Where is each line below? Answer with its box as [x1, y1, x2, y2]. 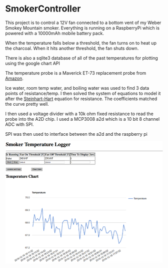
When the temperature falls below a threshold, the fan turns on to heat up [5, 40, 156, 46]
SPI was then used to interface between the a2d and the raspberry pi [5, 131, 147, 137]
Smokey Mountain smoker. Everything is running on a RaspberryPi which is [5, 25, 160, 31]
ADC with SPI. [5, 121, 34, 127]
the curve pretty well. [5, 101, 49, 107]
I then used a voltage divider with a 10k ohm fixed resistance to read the [5, 111, 153, 117]
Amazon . [5, 75, 24, 81]
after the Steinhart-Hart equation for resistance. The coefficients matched [5, 96, 157, 102]
